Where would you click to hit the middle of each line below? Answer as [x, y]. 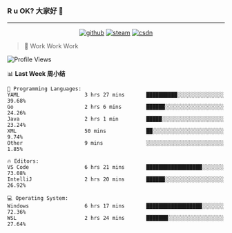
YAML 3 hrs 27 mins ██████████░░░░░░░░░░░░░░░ [116, 95]
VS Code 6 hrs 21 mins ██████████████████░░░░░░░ [116, 168]
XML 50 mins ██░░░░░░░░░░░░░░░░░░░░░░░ [116, 131]
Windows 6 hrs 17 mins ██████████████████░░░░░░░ [116, 206]
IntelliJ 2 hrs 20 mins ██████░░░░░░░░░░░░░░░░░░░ [116, 180]
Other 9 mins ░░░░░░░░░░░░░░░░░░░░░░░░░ [116, 143]
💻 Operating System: [38, 199]
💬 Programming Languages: [44, 89]
